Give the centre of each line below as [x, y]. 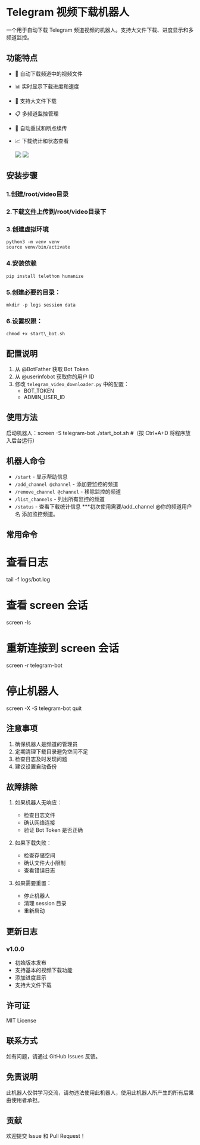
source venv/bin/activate [38, 247]
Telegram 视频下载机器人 [68, 12]
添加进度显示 [30, 978]
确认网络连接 [39, 823]
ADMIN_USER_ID [44, 397]
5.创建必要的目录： [34, 292]
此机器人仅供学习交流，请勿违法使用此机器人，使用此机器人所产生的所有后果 [100, 1092]
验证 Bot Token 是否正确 [53, 830]
